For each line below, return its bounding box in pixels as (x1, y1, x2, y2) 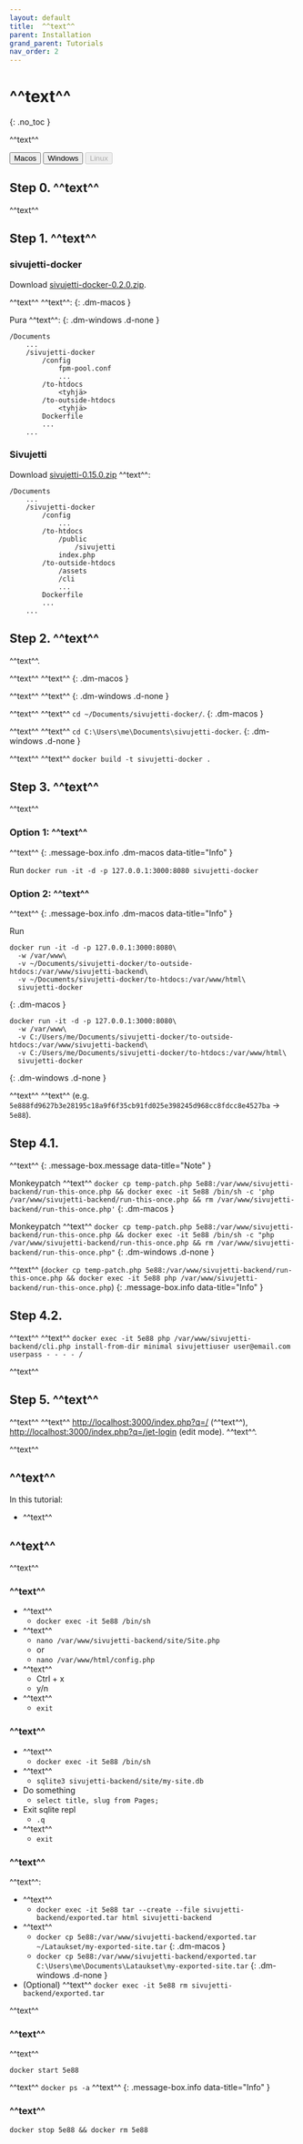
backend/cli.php (9, 1342, 71, 1351)
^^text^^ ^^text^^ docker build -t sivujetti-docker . (9, 753, 211, 764)
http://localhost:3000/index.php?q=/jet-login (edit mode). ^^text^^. (9, 1426, 258, 1437)
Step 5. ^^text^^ (9, 1392, 99, 1407)
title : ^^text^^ (9, 22, 76, 31)
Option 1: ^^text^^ (9, 826, 88, 838)
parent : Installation (9, 30, 92, 39)
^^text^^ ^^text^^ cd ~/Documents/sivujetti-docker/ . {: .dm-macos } (9, 707, 264, 719)
